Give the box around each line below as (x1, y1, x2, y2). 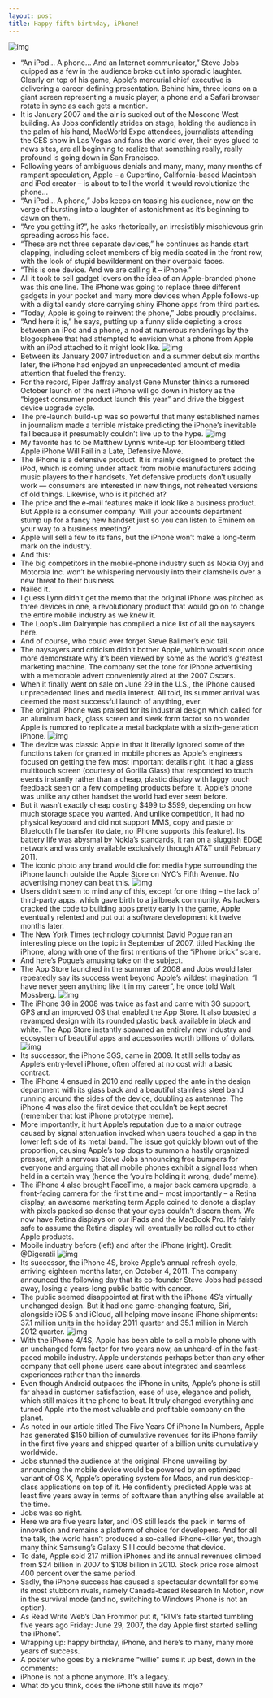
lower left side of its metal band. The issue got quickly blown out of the (19, 1137, 258, 1146)
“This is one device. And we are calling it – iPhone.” (19, 265, 193, 275)
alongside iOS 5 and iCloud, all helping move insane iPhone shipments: (19, 1309, 258, 1319)
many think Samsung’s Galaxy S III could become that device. (19, 1542, 226, 1552)
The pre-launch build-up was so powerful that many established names (19, 411, 260, 421)
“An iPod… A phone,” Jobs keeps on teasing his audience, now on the (19, 196, 254, 206)
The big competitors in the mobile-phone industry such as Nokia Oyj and (19, 558, 264, 568)
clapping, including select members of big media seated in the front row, (19, 247, 263, 257)
